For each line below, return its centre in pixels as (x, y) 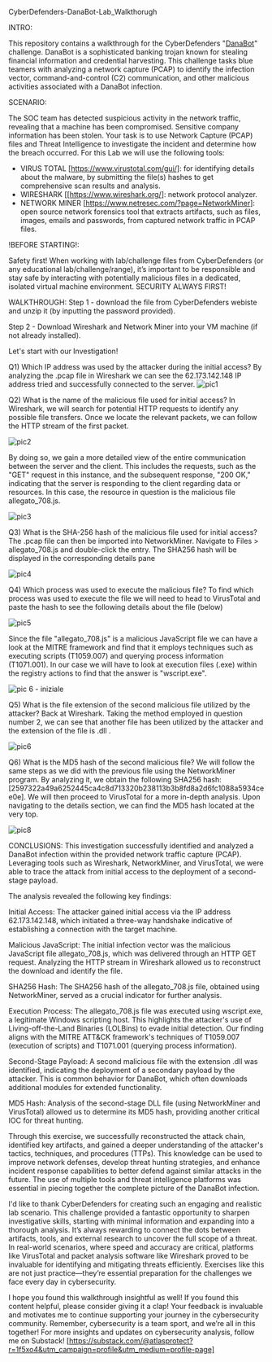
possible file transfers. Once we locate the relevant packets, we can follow (133, 417)
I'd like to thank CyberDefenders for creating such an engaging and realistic (135, 1204)
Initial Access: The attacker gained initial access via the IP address (120, 912)
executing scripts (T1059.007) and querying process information (116, 656)
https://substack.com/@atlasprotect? (131, 1341)
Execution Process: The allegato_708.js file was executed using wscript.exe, (136, 1011)
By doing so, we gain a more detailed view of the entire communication (127, 458)
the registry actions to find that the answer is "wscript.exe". (108, 673)
